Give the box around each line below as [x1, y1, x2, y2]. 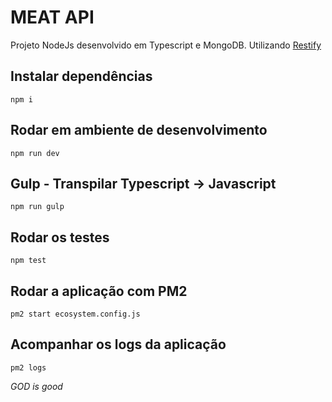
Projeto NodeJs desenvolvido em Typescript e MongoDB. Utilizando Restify [10, 39, 322, 51]
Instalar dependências [10, 68, 153, 85]
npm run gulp [10, 202, 65, 212]
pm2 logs [10, 362, 47, 373]
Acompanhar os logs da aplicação [10, 336, 227, 353]
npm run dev [10, 148, 60, 158]
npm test [10, 256, 47, 266]
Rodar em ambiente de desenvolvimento [10, 122, 268, 139]
